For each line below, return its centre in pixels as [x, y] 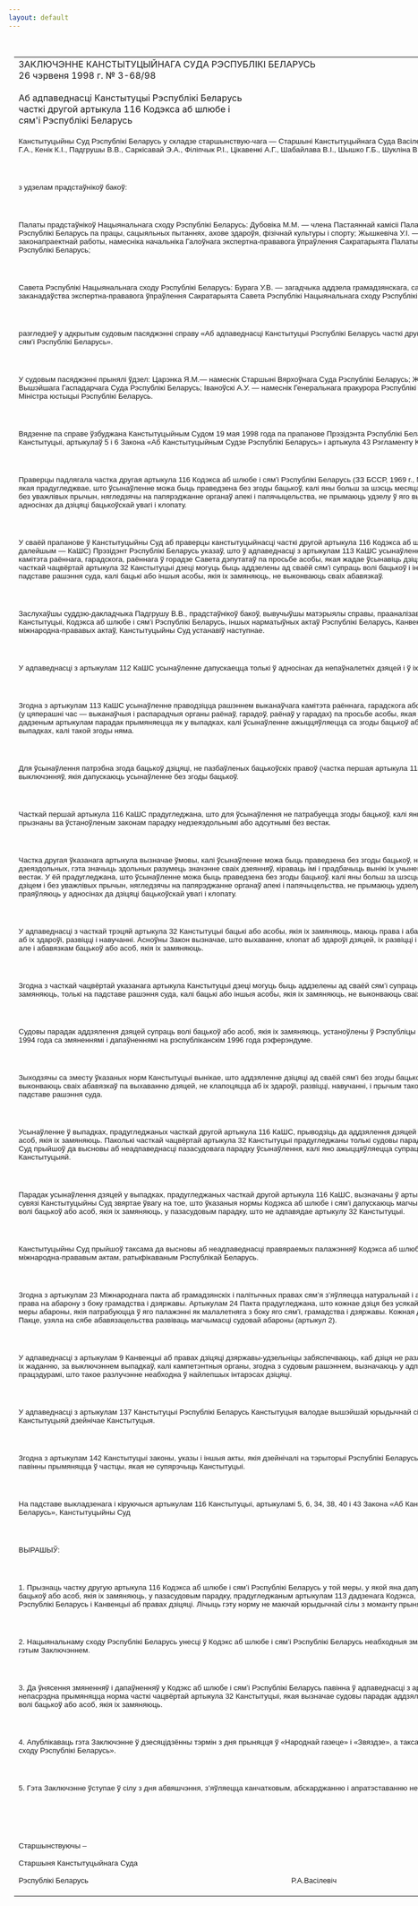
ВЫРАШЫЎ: [39, 1550]
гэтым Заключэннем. [54, 1650]
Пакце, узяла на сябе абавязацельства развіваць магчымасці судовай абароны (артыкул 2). [178, 1320]
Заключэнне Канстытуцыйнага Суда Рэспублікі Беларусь [167, 64]
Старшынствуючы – [52, 1845]
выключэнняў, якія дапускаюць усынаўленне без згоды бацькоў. [128, 776]
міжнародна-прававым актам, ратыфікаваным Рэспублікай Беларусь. [138, 1257]
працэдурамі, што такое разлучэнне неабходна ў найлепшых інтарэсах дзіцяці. [155, 1374]
